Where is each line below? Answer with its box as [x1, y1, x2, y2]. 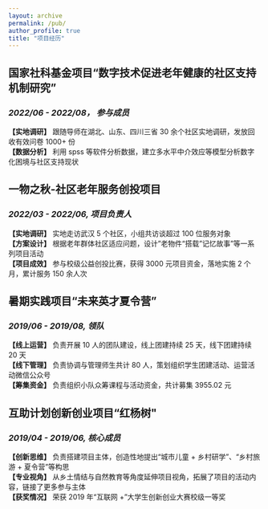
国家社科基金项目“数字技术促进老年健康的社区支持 [8, 66, 257, 79]
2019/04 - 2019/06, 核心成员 [8, 432, 121, 443]
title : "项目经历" [8, 34, 66, 43]
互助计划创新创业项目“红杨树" [8, 406, 157, 420]
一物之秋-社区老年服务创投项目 [8, 182, 161, 197]
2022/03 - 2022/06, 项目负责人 [8, 209, 132, 220]
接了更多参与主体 [29, 483, 86, 491]
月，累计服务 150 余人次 [8, 268, 87, 278]
